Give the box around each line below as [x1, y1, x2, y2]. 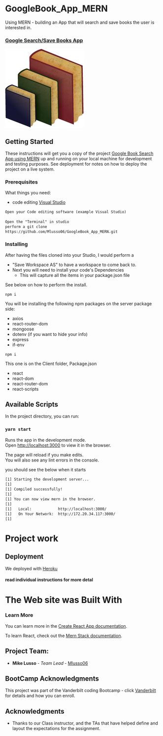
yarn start [5, 426, 31, 432]
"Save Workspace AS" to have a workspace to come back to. [12, 262, 137, 268]
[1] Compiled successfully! [5, 487, 63, 492]
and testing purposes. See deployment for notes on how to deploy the [5, 161, 147, 167]
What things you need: [5, 190, 51, 196]
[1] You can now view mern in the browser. [5, 497, 96, 502]
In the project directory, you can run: [5, 414, 79, 419]
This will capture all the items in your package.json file [19, 272, 130, 278]
